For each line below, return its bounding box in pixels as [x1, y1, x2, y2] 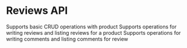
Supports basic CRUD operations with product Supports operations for [6, 23, 177, 30]
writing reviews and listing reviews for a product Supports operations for [6, 29, 181, 36]
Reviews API [6, 4, 68, 17]
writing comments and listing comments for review [6, 35, 128, 42]
